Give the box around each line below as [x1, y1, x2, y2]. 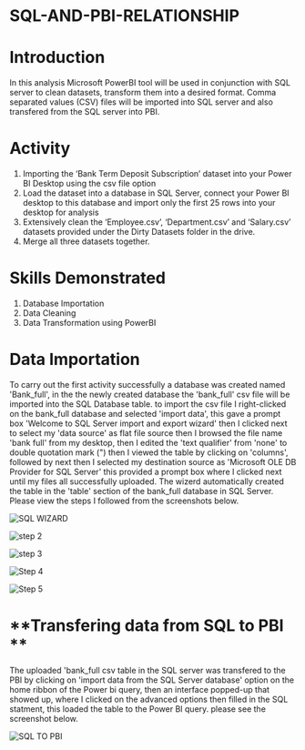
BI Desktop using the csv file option [22, 178, 157, 189]
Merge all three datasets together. [22, 236, 150, 247]
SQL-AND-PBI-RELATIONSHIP [9, 5, 239, 26]
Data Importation [9, 350, 141, 370]
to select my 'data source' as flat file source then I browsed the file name [9, 427, 283, 438]
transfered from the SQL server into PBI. [9, 106, 160, 117]
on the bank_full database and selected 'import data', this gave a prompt [9, 408, 281, 419]
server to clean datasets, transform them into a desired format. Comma [9, 87, 277, 98]
